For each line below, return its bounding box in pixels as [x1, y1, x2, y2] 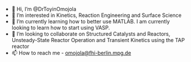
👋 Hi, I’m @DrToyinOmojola [11, 6, 77, 12]
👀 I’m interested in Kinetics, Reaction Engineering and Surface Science [11, 12, 182, 19]
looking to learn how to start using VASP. [11, 24, 110, 31]
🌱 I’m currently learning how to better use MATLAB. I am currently [11, 18, 171, 25]
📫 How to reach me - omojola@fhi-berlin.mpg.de [11, 50, 131, 56]
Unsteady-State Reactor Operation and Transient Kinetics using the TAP [11, 37, 185, 43]
